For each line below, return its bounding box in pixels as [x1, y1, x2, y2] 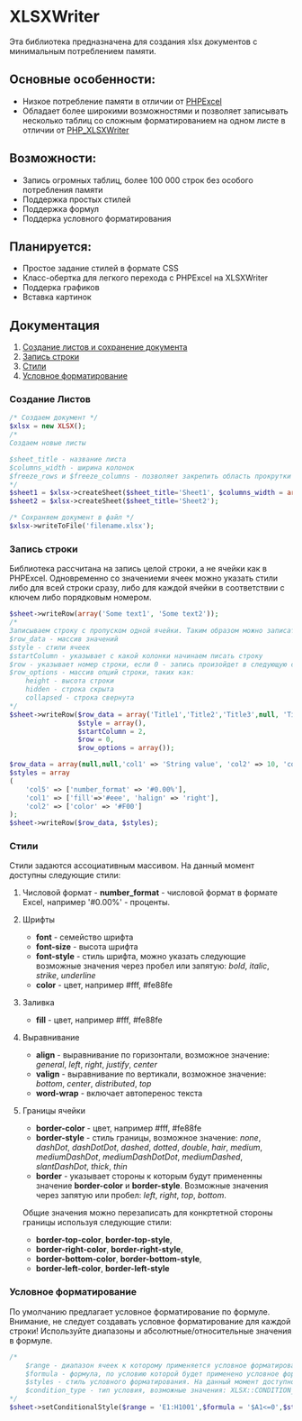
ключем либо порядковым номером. [9, 592, 152, 603]
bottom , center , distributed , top [35, 1078, 152, 1089]
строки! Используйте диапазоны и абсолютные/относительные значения [9, 1325, 292, 1336]
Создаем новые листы [9, 439, 87, 448]
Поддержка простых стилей [22, 194, 131, 205]
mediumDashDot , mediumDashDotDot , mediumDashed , [35, 1151, 244, 1162]
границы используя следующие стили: [22, 1217, 173, 1228]
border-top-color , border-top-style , [35, 1234, 173, 1245]
